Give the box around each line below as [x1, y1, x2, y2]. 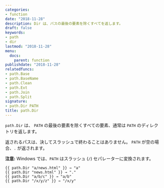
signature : [5, 99, 28, 104]
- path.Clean [5, 80, 32, 85]
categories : [5, 7, 30, 12]
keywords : [5, 30, 26, 35]
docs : [9, 53, 21, 58]
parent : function [14, 58, 50, 63]
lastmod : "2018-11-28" [5, 44, 52, 49]
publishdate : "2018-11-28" [5, 62, 61, 67]
